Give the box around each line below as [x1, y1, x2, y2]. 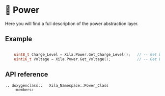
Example [5, 35, 32, 43]
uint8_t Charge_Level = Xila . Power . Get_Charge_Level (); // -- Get [14, 52, 157, 57]
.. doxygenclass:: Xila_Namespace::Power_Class [5, 83, 109, 88]
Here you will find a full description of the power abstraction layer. [5, 21, 138, 26]
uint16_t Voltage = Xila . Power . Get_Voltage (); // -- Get [14, 56, 157, 62]
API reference [5, 70, 48, 78]
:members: [14, 88, 34, 93]
